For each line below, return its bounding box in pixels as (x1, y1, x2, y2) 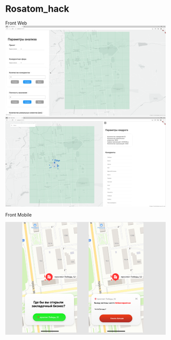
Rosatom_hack (5, 3, 70, 15)
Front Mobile (5, 212, 32, 218)
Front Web (5, 20, 27, 26)
